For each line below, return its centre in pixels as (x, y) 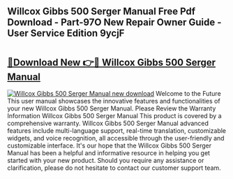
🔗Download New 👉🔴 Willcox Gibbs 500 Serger (112, 62)
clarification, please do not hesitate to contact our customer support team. (114, 168)
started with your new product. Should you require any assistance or (106, 160)
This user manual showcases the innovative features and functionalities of (114, 101)
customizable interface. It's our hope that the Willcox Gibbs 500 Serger (110, 145)
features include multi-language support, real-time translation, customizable (117, 131)
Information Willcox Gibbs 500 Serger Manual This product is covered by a (114, 116)
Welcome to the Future (188, 93)
